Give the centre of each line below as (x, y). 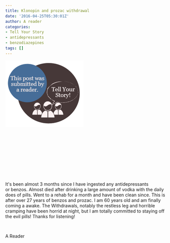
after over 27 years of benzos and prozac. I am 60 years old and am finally (83, 200)
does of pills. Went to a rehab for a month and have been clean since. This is (85, 195)
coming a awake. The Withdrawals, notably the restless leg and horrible (80, 205)
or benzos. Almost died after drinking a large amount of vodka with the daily (84, 189)
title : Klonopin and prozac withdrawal (47, 11)
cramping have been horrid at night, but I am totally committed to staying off (85, 211)
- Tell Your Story (25, 32)
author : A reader (24, 21)
